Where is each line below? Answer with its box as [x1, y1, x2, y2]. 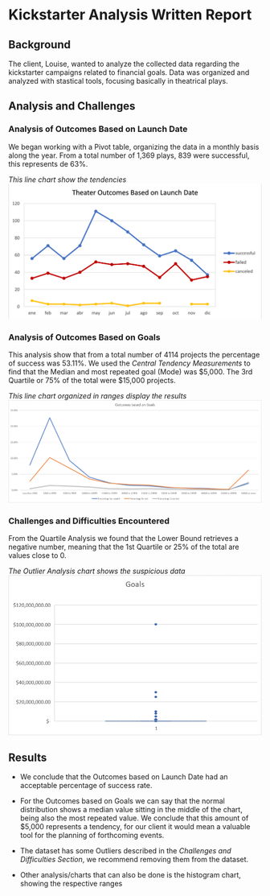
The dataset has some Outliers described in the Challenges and [19, 846, 231, 856]
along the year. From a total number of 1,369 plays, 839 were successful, [8, 151, 250, 160]
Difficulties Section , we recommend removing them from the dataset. [19, 855, 249, 865]
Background [8, 38, 71, 52]
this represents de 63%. [8, 159, 88, 168]
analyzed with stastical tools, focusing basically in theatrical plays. [8, 76, 228, 85]
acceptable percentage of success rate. [19, 781, 153, 791]
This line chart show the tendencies [8, 175, 127, 184]
